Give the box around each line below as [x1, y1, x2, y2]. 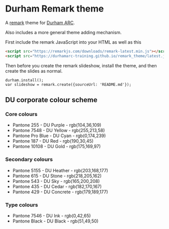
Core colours [5, 111, 38, 118]
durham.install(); [5, 77, 44, 83]
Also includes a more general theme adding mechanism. [5, 29, 122, 35]
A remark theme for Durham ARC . [5, 20, 75, 26]
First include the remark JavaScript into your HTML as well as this [5, 39, 142, 45]
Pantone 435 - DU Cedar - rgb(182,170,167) [12, 183, 102, 189]
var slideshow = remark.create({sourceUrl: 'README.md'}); [5, 82, 132, 87]
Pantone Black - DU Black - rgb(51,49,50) [12, 218, 99, 224]
